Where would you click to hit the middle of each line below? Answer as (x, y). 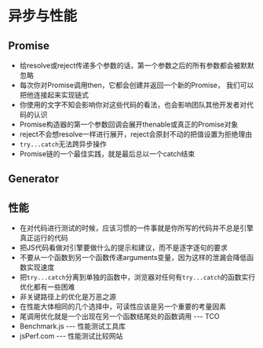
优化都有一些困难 (47, 287)
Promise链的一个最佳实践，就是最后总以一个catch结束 (107, 154)
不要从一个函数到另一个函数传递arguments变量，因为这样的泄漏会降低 (133, 258)
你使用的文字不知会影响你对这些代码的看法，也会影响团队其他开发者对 (133, 104)
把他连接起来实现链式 (54, 95)
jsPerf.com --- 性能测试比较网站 (71, 336)
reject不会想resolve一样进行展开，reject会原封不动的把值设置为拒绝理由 (136, 134)
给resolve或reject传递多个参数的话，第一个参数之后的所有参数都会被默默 (137, 65)
